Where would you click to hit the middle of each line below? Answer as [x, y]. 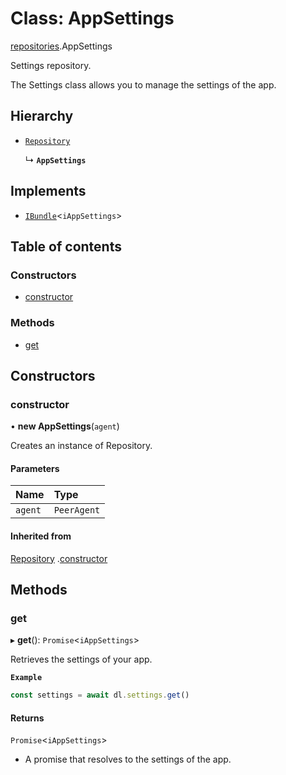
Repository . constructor [59, 558]
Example [26, 678]
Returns [27, 718]
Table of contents [66, 246]
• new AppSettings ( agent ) [65, 426]
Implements [48, 191]
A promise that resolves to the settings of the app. [128, 759]
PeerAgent [77, 510]
